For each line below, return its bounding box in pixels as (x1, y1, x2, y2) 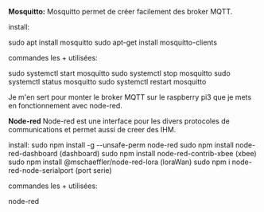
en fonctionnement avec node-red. (8, 101, 123, 110)
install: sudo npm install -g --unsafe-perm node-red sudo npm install (8, 140, 235, 150)
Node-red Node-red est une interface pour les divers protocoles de (8, 116, 231, 126)
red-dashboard (8, 149, 58, 158)
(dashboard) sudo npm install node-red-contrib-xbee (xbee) (59, 149, 257, 158)
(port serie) (75, 166, 113, 175)
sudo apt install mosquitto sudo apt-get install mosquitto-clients (8, 37, 217, 47)
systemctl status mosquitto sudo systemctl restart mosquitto (8, 77, 207, 86)
